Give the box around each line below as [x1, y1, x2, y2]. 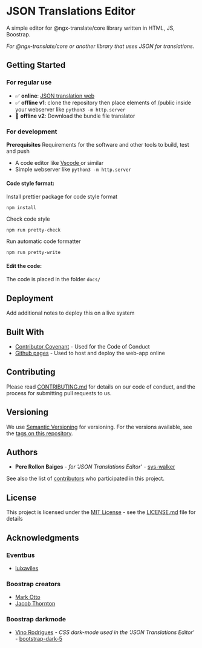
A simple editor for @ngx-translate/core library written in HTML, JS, [6, 24, 175, 32]
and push [6, 147, 30, 155]
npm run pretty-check [6, 227, 61, 233]
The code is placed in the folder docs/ [6, 276, 101, 283]
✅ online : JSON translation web [15, 92, 95, 99]
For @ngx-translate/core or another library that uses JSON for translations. [6, 42, 195, 50]
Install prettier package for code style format [6, 193, 118, 201]
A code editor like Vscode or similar [15, 159, 104, 166]
